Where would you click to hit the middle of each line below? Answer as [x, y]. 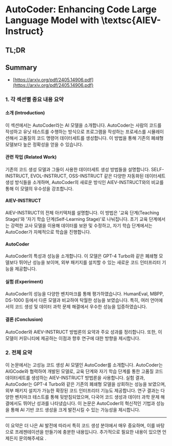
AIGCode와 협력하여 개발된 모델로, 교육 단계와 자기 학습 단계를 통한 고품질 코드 [84, 371]
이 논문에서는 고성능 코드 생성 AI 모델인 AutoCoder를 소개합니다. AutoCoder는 [84, 364]
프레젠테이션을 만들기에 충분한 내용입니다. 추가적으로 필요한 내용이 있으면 [88, 432]
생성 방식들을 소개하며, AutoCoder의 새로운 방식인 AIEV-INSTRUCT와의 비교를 [84, 182]
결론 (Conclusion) [24, 319]
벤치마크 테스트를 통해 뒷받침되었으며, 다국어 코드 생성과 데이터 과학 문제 [87, 397]
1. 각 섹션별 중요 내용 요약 [35, 99]
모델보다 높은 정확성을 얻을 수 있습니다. [44, 144]
